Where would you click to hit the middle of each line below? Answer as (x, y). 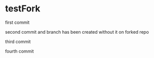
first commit (17, 22)
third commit (18, 41)
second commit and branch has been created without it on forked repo (77, 32)
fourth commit (19, 51)
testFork (23, 9)
